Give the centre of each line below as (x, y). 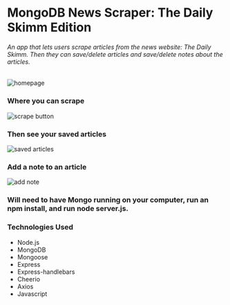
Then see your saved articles (57, 134)
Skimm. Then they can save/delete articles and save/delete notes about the (115, 54)
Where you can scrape (46, 101)
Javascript (32, 294)
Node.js (28, 242)
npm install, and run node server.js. (68, 209)
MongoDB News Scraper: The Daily (110, 13)
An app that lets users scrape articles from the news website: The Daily (109, 47)
